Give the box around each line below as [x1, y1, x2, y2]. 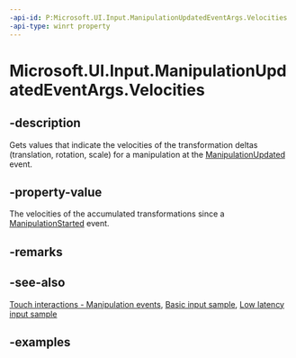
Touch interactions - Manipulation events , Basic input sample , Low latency [9, 298, 285, 309]
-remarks [9, 244, 63, 260]
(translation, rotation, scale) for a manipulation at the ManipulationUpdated [9, 149, 286, 160]
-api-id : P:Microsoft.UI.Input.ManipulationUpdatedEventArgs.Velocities [9, 13, 288, 23]
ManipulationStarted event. [9, 218, 110, 229]
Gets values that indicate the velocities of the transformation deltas [9, 139, 258, 150]
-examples [9, 335, 71, 350]
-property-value [9, 184, 103, 199]
